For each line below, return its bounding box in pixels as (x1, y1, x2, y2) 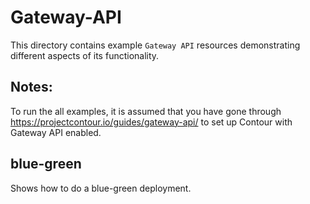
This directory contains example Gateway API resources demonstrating (10, 39, 301, 51)
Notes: (10, 79, 53, 96)
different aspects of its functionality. (10, 49, 160, 61)
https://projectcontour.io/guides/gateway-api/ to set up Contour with (10, 116, 293, 128)
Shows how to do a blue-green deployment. (10, 182, 192, 194)
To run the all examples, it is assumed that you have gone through (10, 105, 282, 117)
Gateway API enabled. (10, 126, 102, 138)
